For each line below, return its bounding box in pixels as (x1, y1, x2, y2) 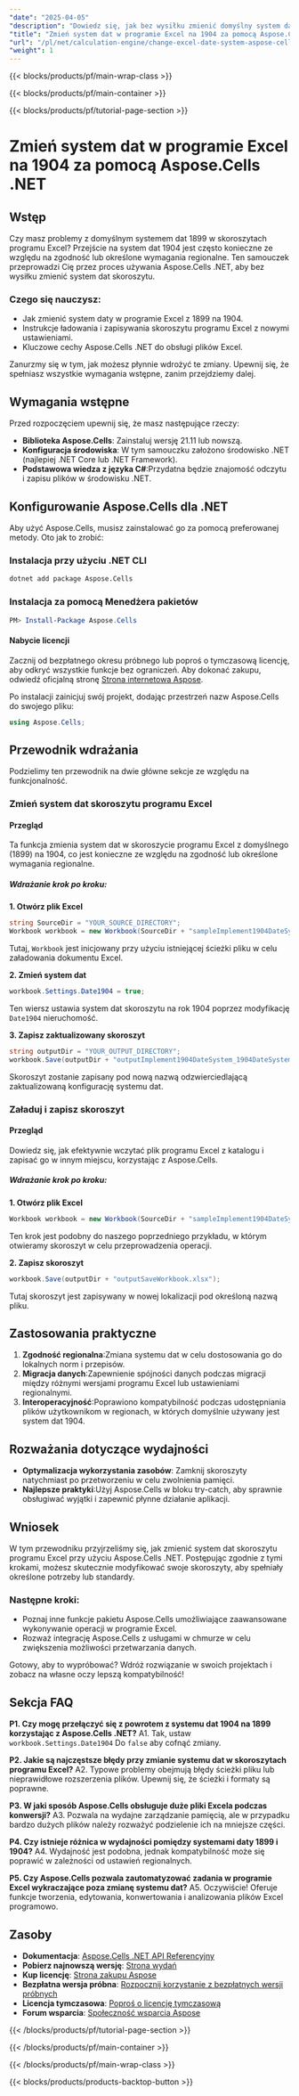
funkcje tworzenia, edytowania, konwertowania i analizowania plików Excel (9, 1892, 284, 1903)
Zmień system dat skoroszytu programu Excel (9, 798, 213, 811)
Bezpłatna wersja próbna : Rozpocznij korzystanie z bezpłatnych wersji (21, 1978, 283, 1989)
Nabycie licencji (9, 634, 69, 646)
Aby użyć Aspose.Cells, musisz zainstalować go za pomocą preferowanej (9, 523, 279, 534)
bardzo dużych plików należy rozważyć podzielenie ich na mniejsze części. (9, 1819, 286, 1831)
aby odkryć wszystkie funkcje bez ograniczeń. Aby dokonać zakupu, (9, 665, 262, 675)
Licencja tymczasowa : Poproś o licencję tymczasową (21, 1997, 222, 2009)
